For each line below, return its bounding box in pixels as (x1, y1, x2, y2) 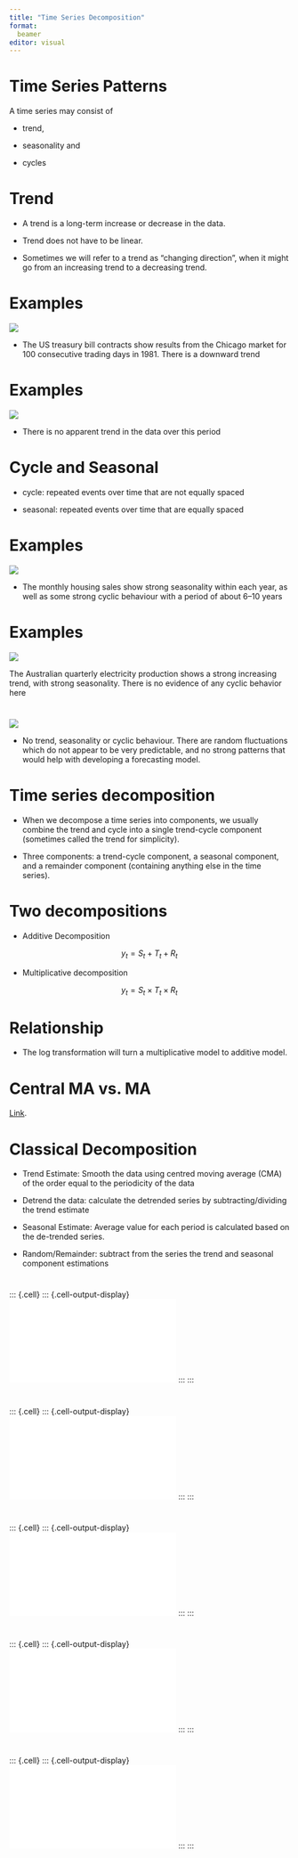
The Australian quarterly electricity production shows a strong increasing (9, 668, 278, 679)
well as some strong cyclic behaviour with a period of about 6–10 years (21, 591, 283, 601)
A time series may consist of (9, 106, 114, 117)
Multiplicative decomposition (21, 967, 129, 978)
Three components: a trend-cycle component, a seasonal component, (21, 851, 279, 861)
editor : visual (9, 37, 66, 47)
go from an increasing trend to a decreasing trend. (21, 262, 207, 273)
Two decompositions (9, 901, 167, 922)
